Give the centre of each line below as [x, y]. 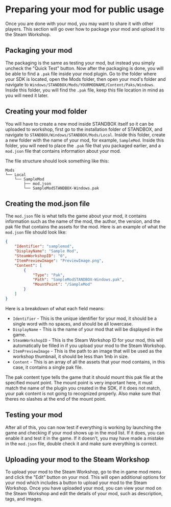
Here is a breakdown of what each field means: [55, 308]
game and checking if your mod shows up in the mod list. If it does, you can [85, 432]
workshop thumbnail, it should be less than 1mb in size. [71, 356]
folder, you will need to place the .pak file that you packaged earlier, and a [83, 145]
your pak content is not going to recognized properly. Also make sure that [83, 393]
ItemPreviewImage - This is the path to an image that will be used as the [87, 351]
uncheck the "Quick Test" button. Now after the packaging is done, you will [84, 68]
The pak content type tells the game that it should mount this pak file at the [84, 377]
